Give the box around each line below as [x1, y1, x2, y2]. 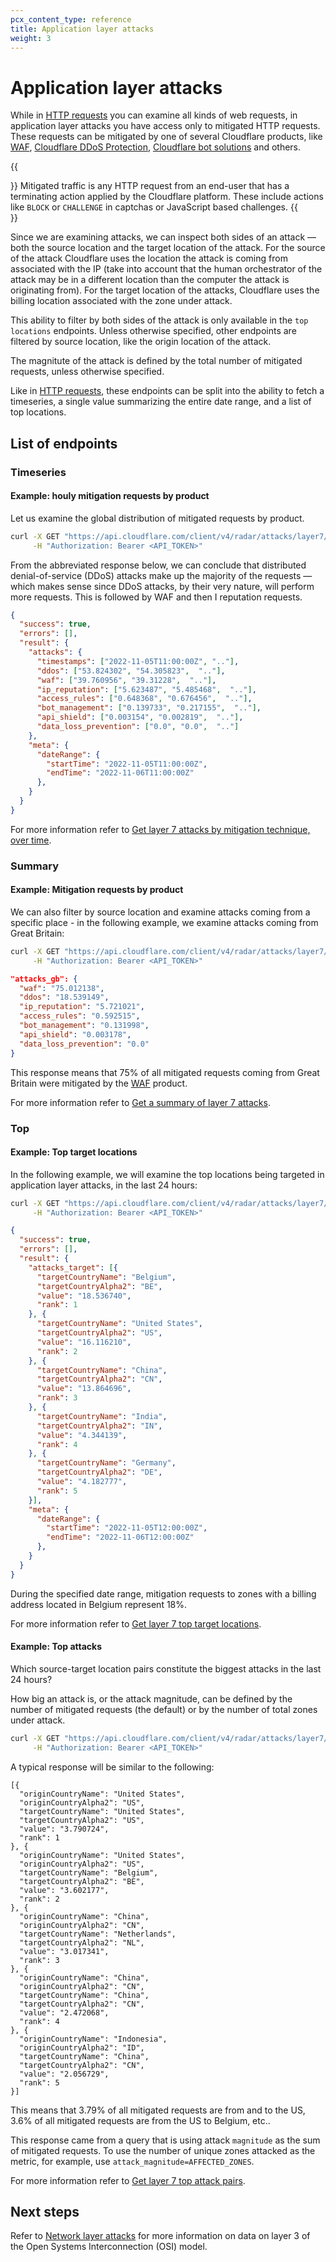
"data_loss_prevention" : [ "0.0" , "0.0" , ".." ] [36, 722, 240, 732]
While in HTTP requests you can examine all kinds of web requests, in [10, 109, 298, 121]
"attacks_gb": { [10, 974, 78, 984]
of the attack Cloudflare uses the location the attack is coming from [10, 252, 288, 265]
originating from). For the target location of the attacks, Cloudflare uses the [10, 284, 320, 296]
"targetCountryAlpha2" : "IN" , [36, 1421, 163, 1431]
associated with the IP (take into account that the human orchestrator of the [10, 263, 323, 275]
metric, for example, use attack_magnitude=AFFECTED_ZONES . [10, 2155, 255, 2167]
